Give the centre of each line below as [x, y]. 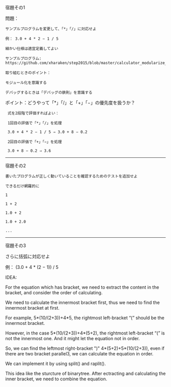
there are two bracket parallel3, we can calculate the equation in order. [79, 354]
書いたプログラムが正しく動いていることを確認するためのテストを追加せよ [72, 176]
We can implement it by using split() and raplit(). [55, 364]
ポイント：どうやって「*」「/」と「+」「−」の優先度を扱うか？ [70, 103]
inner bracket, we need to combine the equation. [56, 379]
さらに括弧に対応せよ [27, 256]
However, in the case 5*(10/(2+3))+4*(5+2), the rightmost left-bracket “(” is [85, 333]
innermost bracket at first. [33, 308]
